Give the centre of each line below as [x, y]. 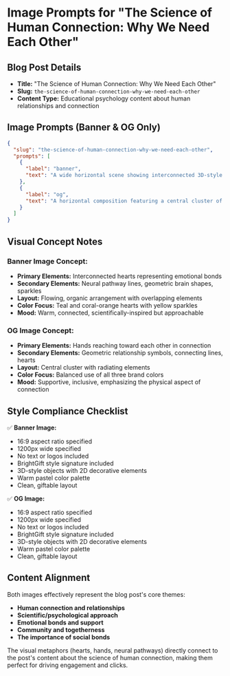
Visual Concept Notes [55, 241]
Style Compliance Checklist [68, 411]
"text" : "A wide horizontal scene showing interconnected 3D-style [124, 176]
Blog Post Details [44, 67]
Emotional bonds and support [60, 622]
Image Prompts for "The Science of [110, 13]
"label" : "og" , [47, 194]
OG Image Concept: [41, 330]
